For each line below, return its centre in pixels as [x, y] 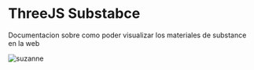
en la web [24, 43]
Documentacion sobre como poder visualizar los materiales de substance [127, 35]
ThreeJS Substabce [74, 14]
